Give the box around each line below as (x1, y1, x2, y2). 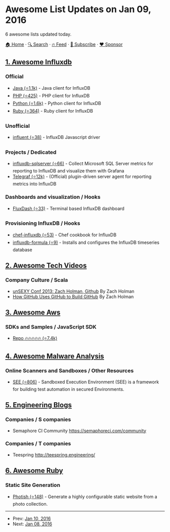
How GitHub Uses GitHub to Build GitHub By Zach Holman (12, 293, 134, 300)
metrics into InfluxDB (12, 181, 57, 187)
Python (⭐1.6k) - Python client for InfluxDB (12, 100, 101, 106)
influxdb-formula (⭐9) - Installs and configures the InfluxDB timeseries (12, 239, 159, 245)
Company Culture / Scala (5, 276, 68, 283)
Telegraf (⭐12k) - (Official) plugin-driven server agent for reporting (12, 173, 152, 180)
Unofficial (5, 122, 30, 129)
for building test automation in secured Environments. (12, 386, 124, 392)
